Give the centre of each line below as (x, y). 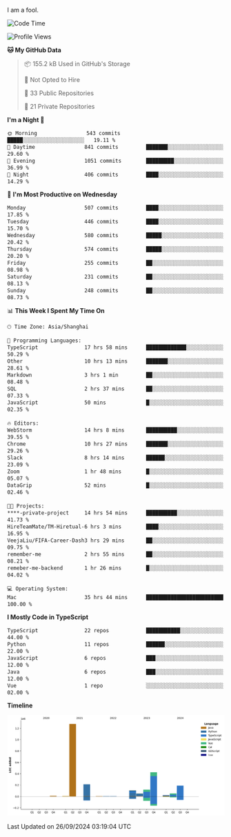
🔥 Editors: (23, 423)
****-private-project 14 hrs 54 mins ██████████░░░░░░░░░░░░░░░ (115, 513)
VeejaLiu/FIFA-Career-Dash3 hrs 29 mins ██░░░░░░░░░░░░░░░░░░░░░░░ (115, 541)
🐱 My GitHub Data (34, 50)
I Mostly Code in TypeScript (48, 617)
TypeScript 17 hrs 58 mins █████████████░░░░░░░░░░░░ (115, 347)
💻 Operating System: (38, 589)
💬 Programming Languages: (44, 341)
